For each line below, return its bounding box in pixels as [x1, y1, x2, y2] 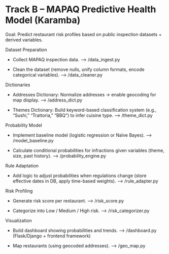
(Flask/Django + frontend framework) [12, 233, 91, 239]
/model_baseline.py [12, 137, 54, 143]
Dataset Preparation [5, 46, 47, 53]
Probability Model [5, 122, 42, 128]
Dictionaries [5, 82, 30, 88]
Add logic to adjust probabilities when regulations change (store [12, 172, 147, 179]
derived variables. [5, 37, 43, 43]
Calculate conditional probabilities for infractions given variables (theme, [12, 147, 165, 154]
